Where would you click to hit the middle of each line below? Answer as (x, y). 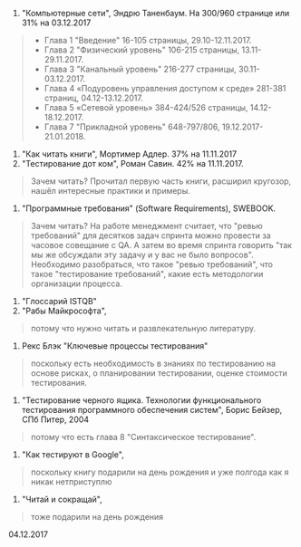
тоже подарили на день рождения (97, 517)
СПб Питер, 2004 (55, 419)
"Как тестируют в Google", (73, 455)
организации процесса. (77, 283)
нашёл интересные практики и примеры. (111, 191)
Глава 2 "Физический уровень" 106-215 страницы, (142, 50)
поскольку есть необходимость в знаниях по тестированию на (153, 363)
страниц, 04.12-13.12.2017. (94, 98)
